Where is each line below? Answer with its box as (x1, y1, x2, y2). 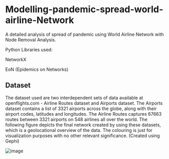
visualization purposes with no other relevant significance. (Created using (5, 132, 160, 139)
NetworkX (5, 56, 26, 62)
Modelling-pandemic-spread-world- (5, 4, 164, 15)
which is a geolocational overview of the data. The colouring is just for (5, 127, 153, 133)
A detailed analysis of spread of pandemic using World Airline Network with (5, 31, 164, 37)
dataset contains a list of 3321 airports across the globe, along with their (5, 105, 157, 112)
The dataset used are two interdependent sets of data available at (5, 94, 144, 100)
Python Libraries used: (5, 46, 53, 52)
